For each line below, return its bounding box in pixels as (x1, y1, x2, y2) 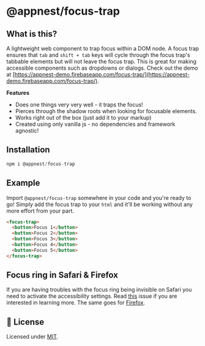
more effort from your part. (6, 207, 75, 215)
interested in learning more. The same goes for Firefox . (6, 299, 146, 306)
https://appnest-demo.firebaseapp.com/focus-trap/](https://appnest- (14, 71, 190, 78)
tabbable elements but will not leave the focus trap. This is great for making (6, 58, 197, 65)
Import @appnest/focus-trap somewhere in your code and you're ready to (6, 194, 192, 201)
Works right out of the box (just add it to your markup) (15, 114, 152, 121)
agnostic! (15, 127, 39, 134)
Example (6, 178, 40, 188)
